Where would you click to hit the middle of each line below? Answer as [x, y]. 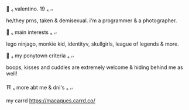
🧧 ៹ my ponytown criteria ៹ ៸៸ [40, 56]
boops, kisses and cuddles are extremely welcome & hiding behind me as [94, 67]
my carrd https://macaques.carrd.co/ [51, 101]
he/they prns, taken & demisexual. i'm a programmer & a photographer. [92, 20]
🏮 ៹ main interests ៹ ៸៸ [32, 32]
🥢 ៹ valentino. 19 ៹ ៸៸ [30, 9]
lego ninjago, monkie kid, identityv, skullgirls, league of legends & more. [93, 44]
